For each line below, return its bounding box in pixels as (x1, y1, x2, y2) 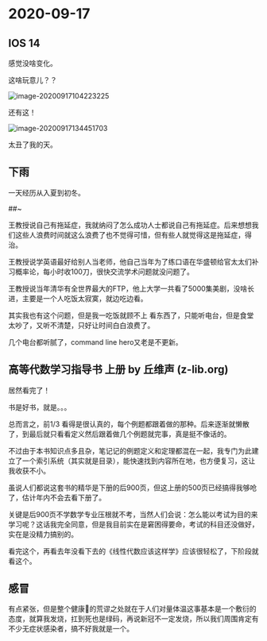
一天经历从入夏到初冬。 (8, 187, 85, 197)
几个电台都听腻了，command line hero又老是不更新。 (8, 337, 183, 346)
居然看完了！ (8, 385, 50, 395)
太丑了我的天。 (8, 140, 57, 149)
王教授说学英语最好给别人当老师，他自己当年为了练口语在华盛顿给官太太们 (8, 257, 252, 266)
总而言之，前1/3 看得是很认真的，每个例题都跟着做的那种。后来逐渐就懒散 (8, 419, 250, 429)
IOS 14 (8, 37, 41, 50)
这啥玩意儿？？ (8, 75, 57, 84)
